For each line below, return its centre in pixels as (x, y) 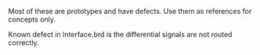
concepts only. (32, 19)
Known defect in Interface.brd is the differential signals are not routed (120, 34)
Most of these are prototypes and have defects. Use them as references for (130, 11)
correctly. (23, 43)
